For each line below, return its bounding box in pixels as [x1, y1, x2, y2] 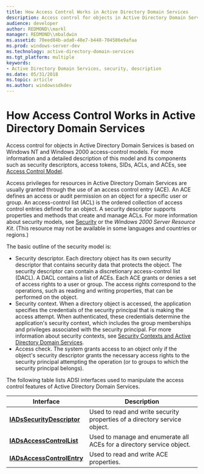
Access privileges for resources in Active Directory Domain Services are [6, 179, 187, 186]
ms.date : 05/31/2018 [6, 71, 59, 77]
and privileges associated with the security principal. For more [15, 326, 172, 333]
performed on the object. [15, 293, 78, 301]
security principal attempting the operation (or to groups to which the [15, 358, 189, 365]
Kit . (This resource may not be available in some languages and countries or [6, 225, 197, 232]
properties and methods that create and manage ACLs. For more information [6, 211, 198, 219]
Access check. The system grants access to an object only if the [15, 345, 177, 352]
